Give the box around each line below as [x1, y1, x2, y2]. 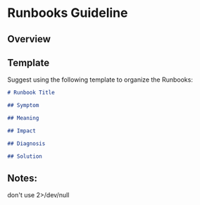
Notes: [7, 173, 37, 185]
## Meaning [7, 115, 39, 122]
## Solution [7, 153, 42, 160]
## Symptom [7, 102, 39, 109]
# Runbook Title [7, 89, 55, 97]
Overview [7, 33, 51, 45]
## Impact [7, 128, 37, 135]
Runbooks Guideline [7, 5, 128, 21]
